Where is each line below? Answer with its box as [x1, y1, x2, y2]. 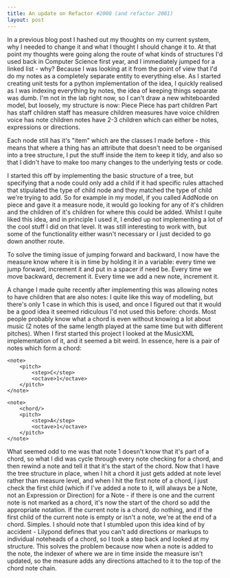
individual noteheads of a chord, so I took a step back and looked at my [7, 535, 209, 543]
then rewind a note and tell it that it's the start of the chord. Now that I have [7, 461, 220, 470]
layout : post [7, 16, 45, 23]
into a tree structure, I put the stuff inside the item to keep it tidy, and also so [7, 150, 223, 159]
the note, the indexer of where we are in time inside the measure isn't [7, 549, 203, 557]
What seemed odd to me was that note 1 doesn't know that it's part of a [7, 447, 209, 455]
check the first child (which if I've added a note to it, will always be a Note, [7, 483, 218, 492]
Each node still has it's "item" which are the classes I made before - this [7, 136, 211, 144]
